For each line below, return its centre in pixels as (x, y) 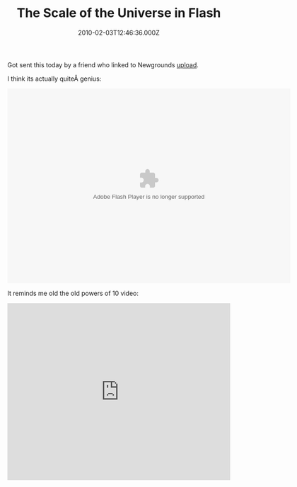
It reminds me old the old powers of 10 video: (73, 293)
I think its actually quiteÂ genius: (54, 79)
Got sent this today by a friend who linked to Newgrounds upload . (103, 64)
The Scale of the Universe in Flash (119, 13)
